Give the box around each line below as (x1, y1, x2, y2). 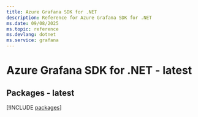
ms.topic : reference (6, 26, 59, 32)
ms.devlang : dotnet (6, 32, 56, 38)
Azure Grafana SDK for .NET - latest (6, 63, 192, 77)
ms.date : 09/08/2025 (6, 20, 59, 26)
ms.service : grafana (6, 37, 59, 43)
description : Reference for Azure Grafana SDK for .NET (6, 15, 152, 21)
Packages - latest (6, 88, 75, 98)
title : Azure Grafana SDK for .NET (6, 9, 97, 15)
